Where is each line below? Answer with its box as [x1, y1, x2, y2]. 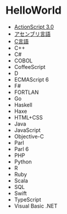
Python [14, 158, 32, 165]
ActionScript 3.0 [14, 23, 54, 30]
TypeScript [14, 196, 42, 203]
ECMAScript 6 [14, 75, 49, 83]
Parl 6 [14, 145, 29, 152]
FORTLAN [14, 89, 39, 96]
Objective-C [14, 133, 44, 140]
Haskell [14, 101, 33, 108]
